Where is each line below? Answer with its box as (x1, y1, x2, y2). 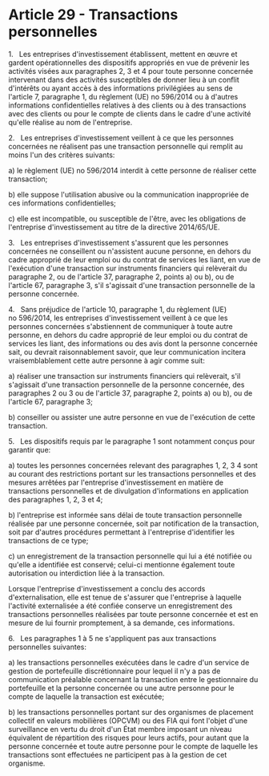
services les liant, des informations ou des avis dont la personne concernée (8, 339, 258, 348)
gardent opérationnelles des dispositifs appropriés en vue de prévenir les (8, 58, 250, 67)
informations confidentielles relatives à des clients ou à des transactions (8, 100, 247, 110)
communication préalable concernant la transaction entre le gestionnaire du (8, 674, 259, 684)
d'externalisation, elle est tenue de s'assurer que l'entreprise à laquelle (8, 592, 242, 602)
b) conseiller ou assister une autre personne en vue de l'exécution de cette (8, 412, 255, 422)
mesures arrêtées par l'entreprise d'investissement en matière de (8, 477, 224, 487)
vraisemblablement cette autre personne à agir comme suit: (8, 355, 206, 365)
